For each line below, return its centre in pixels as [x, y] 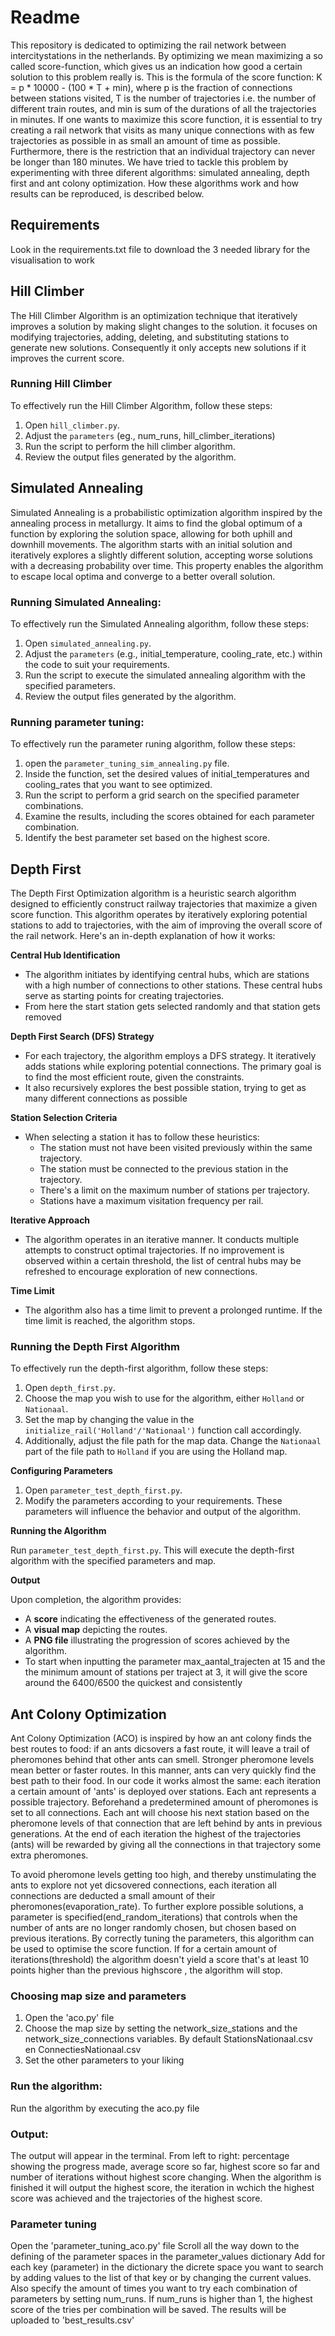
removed [43, 1017]
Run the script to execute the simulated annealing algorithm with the [165, 675]
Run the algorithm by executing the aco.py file [105, 2108]
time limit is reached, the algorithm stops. [110, 1321]
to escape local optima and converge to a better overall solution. [143, 576]
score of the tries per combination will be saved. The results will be [148, 2310]
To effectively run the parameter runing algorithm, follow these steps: [153, 744]
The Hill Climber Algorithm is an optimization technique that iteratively [154, 315]
